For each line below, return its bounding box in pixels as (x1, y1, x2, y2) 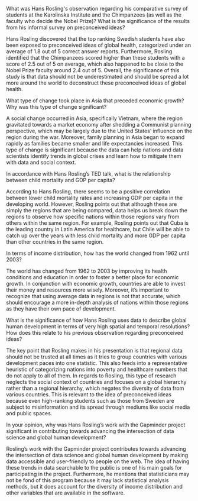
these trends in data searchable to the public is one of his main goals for (6, 464, 182, 471)
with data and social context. (6, 159, 77, 166)
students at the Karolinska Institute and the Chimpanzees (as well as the (6, 11, 182, 18)
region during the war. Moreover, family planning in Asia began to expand (6, 134, 185, 141)
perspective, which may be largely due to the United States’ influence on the (6, 127, 193, 134)
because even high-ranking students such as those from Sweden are (6, 397, 174, 404)
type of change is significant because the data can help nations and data (6, 146, 184, 153)
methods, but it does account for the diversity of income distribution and (6, 483, 183, 490)
